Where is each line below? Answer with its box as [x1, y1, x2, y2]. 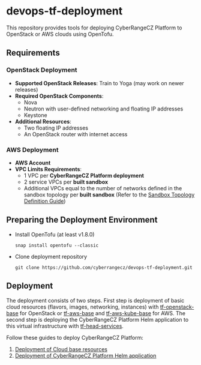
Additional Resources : [14, 118, 72, 125]
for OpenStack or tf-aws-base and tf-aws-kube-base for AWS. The [20, 309, 186, 316]
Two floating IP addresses [23, 124, 89, 131]
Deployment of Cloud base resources [14, 345, 108, 352]
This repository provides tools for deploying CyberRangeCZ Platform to [6, 24, 182, 31]
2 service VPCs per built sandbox [23, 178, 109, 186]
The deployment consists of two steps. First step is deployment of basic [6, 297, 185, 304]
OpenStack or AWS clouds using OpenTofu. [6, 30, 114, 37]
